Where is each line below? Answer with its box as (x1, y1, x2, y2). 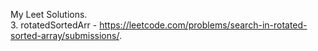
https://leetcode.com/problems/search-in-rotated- (99, 19, 308, 31)
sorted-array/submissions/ (10, 30, 120, 41)
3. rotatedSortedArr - (10, 19, 98, 31)
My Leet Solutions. (10, 9, 88, 20)
